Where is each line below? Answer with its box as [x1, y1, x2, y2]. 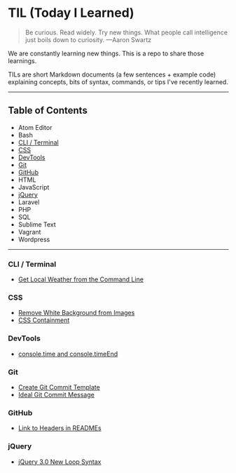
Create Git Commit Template [18, 382, 100, 391]
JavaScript [18, 182, 50, 191]
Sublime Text [18, 220, 57, 229]
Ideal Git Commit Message [18, 390, 95, 399]
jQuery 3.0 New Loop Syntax [18, 458, 102, 466]
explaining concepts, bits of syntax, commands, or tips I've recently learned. [8, 77, 228, 86]
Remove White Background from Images [18, 309, 135, 317]
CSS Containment [18, 316, 70, 324]
